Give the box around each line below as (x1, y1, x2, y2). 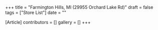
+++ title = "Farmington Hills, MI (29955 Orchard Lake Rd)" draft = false (5, 4, 153, 10)
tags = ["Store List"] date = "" (5, 9, 67, 15)
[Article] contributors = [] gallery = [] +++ (5, 19, 91, 25)
